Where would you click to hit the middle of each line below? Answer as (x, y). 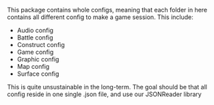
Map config (33, 66)
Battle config (35, 37)
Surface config (38, 74)
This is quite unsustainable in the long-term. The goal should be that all (107, 87)
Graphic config (38, 59)
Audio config (35, 30)
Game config (35, 52)
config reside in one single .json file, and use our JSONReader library (104, 94)
